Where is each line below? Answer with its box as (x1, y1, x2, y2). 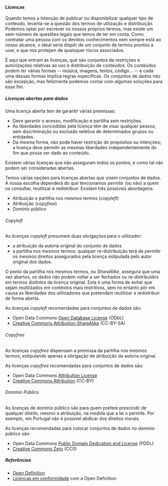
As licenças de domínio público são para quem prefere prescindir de (5, 404, 147, 410)
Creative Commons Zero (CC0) (12, 446, 77, 452)
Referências (5, 457, 32, 463)
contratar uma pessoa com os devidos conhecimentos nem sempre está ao (5, 37, 161, 43)
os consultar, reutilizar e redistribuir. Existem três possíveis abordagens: (5, 185, 154, 191)
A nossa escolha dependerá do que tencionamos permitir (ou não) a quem (5, 180, 159, 186)
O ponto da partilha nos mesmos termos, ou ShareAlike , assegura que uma (5, 268, 160, 274)
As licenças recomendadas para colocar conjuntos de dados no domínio (5, 425, 155, 431)
